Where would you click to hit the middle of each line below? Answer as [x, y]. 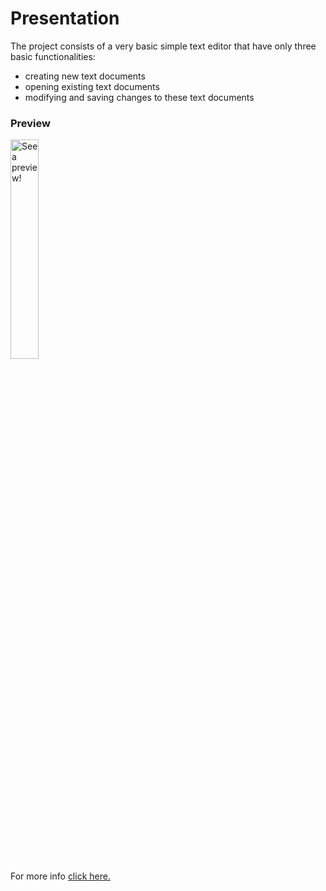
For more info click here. [60, 876]
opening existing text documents [92, 86]
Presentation [65, 18]
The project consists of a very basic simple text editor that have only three [163, 46]
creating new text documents [85, 76]
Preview [30, 123]
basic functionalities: [53, 56]
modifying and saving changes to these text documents [139, 97]
